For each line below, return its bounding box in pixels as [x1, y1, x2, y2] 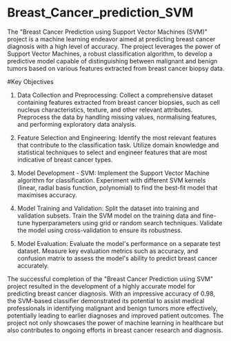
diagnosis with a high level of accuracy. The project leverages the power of [7, 42, 221, 50]
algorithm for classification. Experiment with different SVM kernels [17, 176, 206, 184]
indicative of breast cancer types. [17, 155, 113, 163]
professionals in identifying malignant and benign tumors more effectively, [7, 304, 218, 312]
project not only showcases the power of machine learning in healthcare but [7, 318, 224, 327]
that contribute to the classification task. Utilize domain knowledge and [17, 141, 219, 149]
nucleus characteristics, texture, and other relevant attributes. [17, 105, 193, 114]
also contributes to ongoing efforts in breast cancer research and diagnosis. [7, 326, 223, 334]
